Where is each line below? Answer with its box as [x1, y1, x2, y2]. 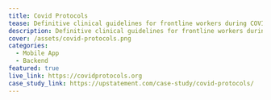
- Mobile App [15, 49, 60, 57]
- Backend [15, 57, 48, 65]
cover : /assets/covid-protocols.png [8, 34, 131, 43]
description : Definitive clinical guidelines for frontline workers [8, 27, 244, 35]
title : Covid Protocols [8, 11, 89, 20]
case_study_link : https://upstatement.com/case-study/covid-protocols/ [8, 79, 254, 87]
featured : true [8, 65, 60, 73]
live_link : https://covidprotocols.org [8, 72, 143, 80]
